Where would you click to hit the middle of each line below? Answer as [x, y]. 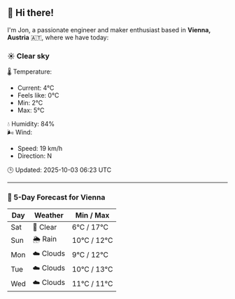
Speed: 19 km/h [40, 149]
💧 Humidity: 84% [31, 124]
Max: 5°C [31, 110]
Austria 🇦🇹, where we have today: [58, 37]
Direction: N [35, 156]
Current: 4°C [36, 88]
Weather [49, 215]
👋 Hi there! [31, 13]
